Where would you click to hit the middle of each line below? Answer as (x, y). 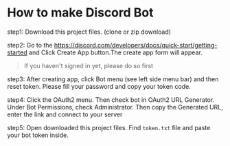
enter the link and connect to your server (65, 114)
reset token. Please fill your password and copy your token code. (99, 86)
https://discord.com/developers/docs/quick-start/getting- (136, 45)
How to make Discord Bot (80, 13)
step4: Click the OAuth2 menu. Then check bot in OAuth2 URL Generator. (111, 100)
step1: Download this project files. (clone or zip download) (89, 32)
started (17, 52)
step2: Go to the (30, 45)
